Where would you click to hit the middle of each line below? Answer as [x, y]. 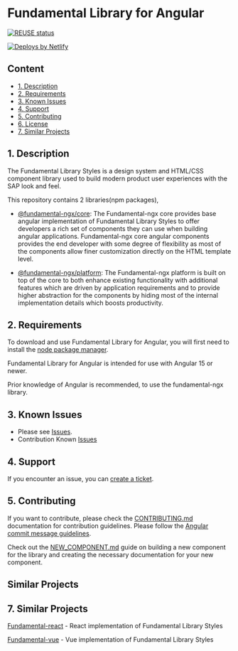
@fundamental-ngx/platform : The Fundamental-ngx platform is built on [121, 272]
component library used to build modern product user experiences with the [117, 178]
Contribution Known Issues [57, 439]
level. [26, 259]
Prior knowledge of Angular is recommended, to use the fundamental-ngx [115, 384]
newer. [17, 371]
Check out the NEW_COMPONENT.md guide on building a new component [117, 547]
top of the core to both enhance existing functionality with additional [118, 280]
